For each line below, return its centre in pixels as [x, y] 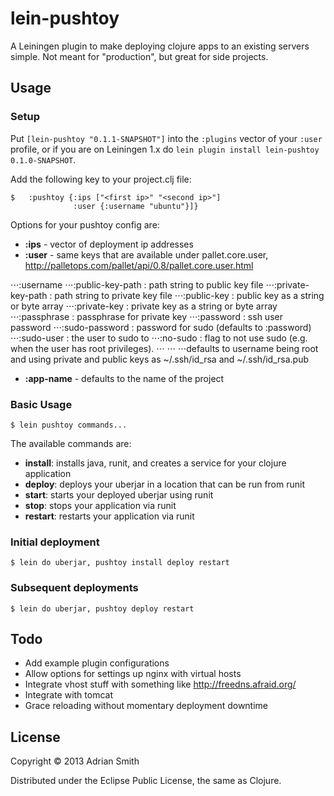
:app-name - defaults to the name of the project [124, 378]
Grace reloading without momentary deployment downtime [146, 706]
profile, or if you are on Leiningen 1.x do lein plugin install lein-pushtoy [165, 149]
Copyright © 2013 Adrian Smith [75, 761]
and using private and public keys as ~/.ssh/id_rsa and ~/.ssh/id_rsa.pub [159, 359]
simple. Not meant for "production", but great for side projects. [139, 56]
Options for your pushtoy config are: [85, 224]
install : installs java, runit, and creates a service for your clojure [155, 463]
